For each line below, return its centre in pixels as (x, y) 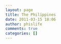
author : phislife (24, 24)
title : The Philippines (31, 15)
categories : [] (22, 33)
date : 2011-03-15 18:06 (31, 19)
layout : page (19, 10)
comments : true (22, 29)
